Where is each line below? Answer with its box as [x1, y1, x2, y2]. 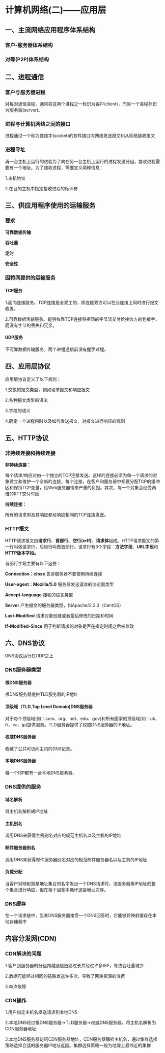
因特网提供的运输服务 [5, 274, 55, 281]
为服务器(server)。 [5, 107, 43, 113]
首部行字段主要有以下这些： [5, 560, 61, 566]
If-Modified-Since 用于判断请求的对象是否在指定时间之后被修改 [5, 623, 134, 629]
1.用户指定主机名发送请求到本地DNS [5, 1009, 78, 1015]
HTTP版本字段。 [5, 550, 39, 556]
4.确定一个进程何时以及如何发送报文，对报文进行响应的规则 [5, 418, 125, 424]
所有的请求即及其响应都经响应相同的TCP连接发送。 [5, 512, 109, 518]
